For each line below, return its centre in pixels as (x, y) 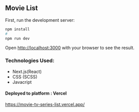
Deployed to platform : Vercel (36, 93)
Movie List (22, 8)
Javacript (22, 82)
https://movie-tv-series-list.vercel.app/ (45, 104)
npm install (17, 29)
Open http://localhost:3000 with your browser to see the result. (70, 48)
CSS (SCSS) (25, 77)
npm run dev (17, 38)
